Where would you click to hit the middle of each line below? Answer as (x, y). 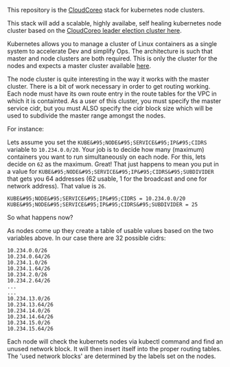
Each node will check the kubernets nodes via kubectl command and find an (115, 342)
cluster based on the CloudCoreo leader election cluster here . (94, 31)
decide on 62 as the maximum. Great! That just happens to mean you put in (113, 164)
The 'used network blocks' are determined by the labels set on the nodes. (112, 356)
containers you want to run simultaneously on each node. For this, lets (106, 157)
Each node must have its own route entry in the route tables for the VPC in (112, 93)
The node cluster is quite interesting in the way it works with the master (108, 79)
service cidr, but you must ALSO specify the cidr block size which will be (110, 108)
